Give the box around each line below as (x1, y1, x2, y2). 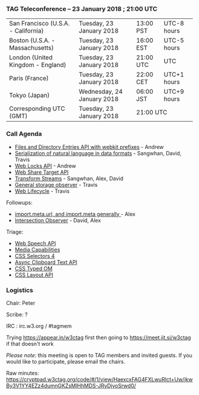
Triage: (6, 228, 24, 235)
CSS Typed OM (14, 265, 53, 272)
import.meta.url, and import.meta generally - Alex (14, 210, 136, 218)
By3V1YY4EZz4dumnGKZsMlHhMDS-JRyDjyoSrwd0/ (6, 382, 136, 389)
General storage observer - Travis (14, 181, 98, 188)
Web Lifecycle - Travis (14, 187, 70, 195)
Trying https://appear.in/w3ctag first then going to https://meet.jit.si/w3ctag (6, 334, 191, 341)
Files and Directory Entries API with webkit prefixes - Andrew (14, 143, 164, 150)
